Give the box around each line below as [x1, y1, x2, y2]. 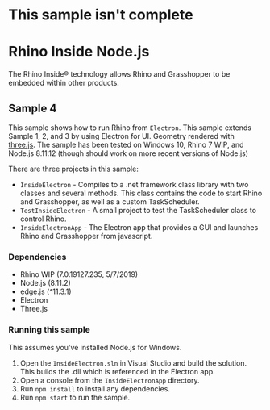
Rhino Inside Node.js [8, 43, 150, 61]
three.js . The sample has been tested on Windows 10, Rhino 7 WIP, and [8, 140, 244, 149]
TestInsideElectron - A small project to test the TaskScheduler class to [19, 205, 256, 215]
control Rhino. [19, 214, 67, 224]
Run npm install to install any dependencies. [19, 383, 171, 393]
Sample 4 [8, 101, 57, 115]
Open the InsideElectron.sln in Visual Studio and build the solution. [19, 358, 247, 368]
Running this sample [8, 324, 90, 336]
